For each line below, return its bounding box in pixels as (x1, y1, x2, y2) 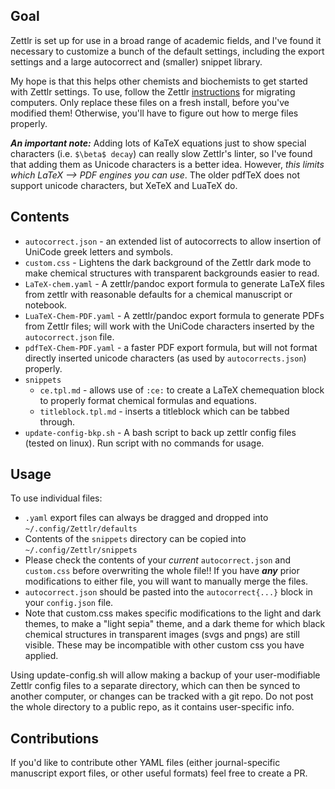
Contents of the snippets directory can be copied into (24, 533, 247, 545)
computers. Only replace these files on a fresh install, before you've (10, 96, 290, 108)
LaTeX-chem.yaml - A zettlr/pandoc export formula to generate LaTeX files (24, 277, 325, 289)
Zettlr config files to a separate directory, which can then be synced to (10, 680, 301, 692)
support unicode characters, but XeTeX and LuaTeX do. (10, 179, 238, 191)
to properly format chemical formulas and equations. (39, 394, 257, 406)
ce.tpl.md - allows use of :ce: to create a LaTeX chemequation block (39, 384, 325, 396)
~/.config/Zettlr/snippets (24, 545, 138, 556)
